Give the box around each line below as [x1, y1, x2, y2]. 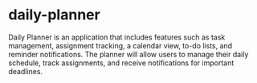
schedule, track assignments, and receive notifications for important [8, 58, 235, 68]
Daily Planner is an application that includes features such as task [8, 32, 226, 42]
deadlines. [8, 66, 43, 76]
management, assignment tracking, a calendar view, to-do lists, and [8, 40, 233, 50]
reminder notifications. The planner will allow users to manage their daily [8, 49, 249, 59]
